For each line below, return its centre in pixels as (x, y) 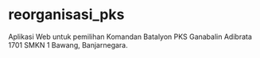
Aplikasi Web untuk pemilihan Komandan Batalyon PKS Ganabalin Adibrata (130, 37)
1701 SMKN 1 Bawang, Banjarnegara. (68, 44)
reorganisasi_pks (66, 15)
